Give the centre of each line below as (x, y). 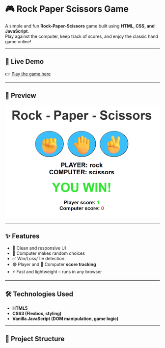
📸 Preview (21, 96)
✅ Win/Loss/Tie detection (38, 258)
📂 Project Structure (35, 339)
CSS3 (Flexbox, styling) (37, 314)
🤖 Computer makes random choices (48, 253)
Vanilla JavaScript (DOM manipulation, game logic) (65, 319)
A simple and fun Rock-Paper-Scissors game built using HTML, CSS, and (80, 26)
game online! (18, 41)
